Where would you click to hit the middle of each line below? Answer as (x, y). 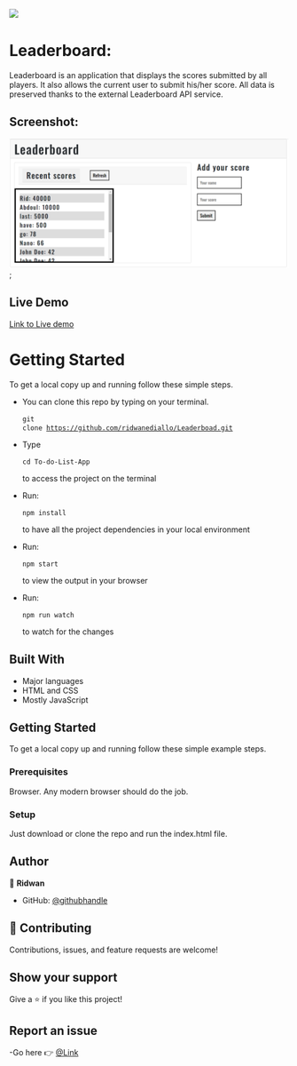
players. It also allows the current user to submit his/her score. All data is (142, 84)
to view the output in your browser (85, 580)
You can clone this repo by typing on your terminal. (115, 402)
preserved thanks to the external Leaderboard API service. (116, 94)
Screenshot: (44, 122)
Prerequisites (39, 772)
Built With (37, 660)
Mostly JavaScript (55, 700)
